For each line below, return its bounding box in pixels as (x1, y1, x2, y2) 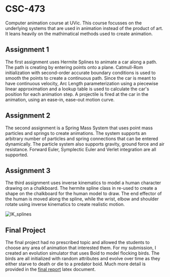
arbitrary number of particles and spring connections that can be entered (5, 135, 158, 142)
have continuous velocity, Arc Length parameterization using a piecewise (5, 80, 158, 86)
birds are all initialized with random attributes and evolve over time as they (5, 256, 161, 262)
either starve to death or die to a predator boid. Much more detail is (5, 261, 146, 267)
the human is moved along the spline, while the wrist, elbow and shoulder (5, 196, 159, 202)
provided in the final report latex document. (5, 266, 96, 272)
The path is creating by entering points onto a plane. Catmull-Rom (5, 64, 143, 70)
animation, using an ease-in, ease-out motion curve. (5, 96, 115, 102)
